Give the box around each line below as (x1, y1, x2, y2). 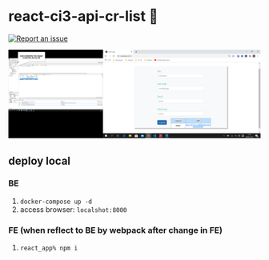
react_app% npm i (19, 244, 78, 253)
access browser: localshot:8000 (19, 204, 127, 214)
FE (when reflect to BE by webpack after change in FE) (8, 224, 223, 235)
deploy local (8, 154, 70, 167)
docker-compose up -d (19, 198, 92, 206)
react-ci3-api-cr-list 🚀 (8, 7, 159, 26)
